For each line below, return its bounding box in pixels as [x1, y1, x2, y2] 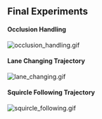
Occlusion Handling [7, 24, 67, 34]
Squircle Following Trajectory [7, 88, 95, 97]
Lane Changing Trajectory [7, 57, 86, 65]
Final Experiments [7, 6, 89, 17]
